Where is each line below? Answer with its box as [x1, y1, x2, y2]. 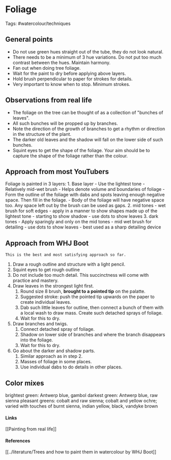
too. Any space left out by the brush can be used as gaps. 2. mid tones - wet [5, 203, 166, 209]
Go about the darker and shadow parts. [12, 348, 96, 354]
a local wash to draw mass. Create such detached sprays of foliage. [20, 310, 163, 316]
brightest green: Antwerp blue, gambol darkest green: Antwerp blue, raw [5, 392, 158, 398]
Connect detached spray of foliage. [20, 326, 95, 332]
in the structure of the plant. [12, 131, 72, 137]
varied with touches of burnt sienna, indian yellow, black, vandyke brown [5, 403, 158, 409]
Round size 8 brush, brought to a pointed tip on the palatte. [20, 289, 146, 295]
